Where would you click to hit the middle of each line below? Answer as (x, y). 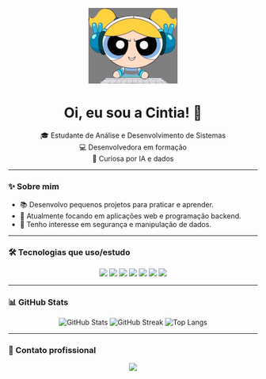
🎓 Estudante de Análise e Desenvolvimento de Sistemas (133, 135)
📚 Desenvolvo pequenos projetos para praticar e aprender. (116, 204)
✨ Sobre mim (34, 187)
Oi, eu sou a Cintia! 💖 (133, 113)
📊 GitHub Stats (38, 302)
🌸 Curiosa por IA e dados (133, 159)
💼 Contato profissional (52, 351)
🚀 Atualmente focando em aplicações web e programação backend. (130, 216)
